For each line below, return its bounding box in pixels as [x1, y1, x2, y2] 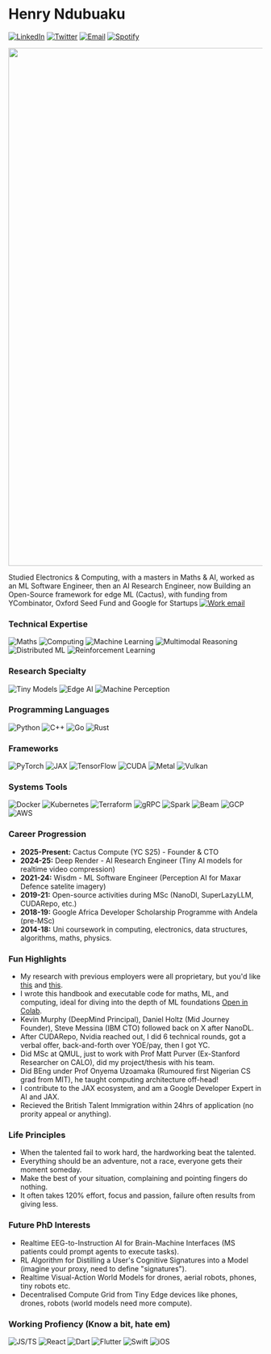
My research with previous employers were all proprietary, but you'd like [19, 972, 261, 982]
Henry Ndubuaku [8, 5, 126, 23]
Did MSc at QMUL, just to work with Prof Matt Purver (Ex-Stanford [19, 1049, 240, 1059]
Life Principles [8, 1129, 66, 1140]
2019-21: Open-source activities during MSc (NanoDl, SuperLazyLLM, [19, 889, 254, 899]
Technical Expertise [8, 618, 89, 630]
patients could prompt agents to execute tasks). [19, 1246, 180, 1256]
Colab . [19, 1006, 43, 1016]
